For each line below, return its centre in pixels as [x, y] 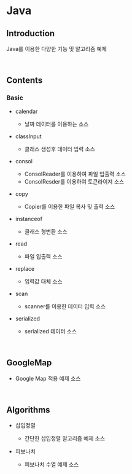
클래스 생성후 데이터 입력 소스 [60, 149]
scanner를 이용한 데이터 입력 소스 [65, 306]
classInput [28, 136]
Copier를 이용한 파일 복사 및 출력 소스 [70, 206]
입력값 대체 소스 [43, 281]
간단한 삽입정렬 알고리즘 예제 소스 [65, 438]
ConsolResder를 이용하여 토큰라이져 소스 [74, 181]
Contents [25, 80]
